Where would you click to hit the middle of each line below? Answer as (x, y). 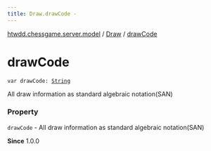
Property (23, 112)
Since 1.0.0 (24, 140)
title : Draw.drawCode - (42, 14)
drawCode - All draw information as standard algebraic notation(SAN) (106, 127)
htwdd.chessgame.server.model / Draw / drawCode (82, 34)
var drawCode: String (39, 81)
